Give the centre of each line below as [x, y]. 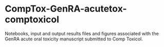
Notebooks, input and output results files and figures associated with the [82, 33]
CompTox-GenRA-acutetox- [66, 9]
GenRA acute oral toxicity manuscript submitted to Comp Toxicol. [74, 39]
